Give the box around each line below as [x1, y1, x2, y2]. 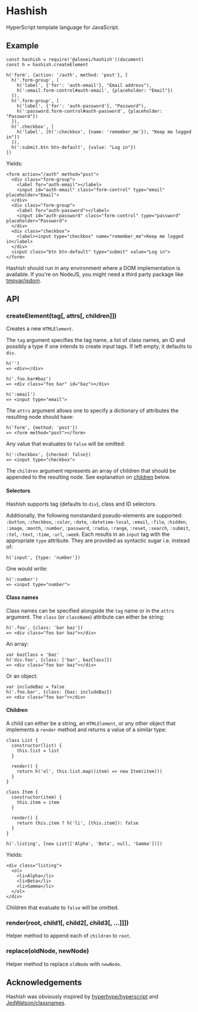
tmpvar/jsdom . [6, 276, 41, 284]
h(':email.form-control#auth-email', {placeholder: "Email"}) [17, 87, 173, 93]
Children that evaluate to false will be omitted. [6, 904, 119, 911]
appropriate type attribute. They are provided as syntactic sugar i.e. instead [6, 536, 190, 544]
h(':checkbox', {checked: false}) [6, 452, 92, 458]
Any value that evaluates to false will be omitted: [6, 440, 125, 447]
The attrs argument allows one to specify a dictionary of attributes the [6, 407, 179, 414]
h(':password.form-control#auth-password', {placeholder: [17, 108, 163, 114]
